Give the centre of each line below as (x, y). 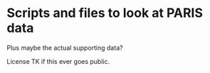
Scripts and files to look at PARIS (105, 13)
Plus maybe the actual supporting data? (65, 47)
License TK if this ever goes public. (58, 61)
